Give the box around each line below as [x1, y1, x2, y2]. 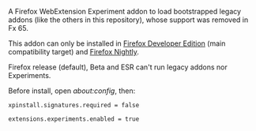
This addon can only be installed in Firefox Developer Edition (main [8, 39, 226, 48]
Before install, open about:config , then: [8, 86, 136, 95]
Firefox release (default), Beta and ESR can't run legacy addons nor [8, 62, 228, 72]
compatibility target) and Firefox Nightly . [8, 47, 140, 56]
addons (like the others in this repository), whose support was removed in [8, 15, 249, 24]
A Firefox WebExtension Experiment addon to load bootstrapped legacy [8, 7, 242, 16]
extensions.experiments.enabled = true [8, 115, 140, 123]
